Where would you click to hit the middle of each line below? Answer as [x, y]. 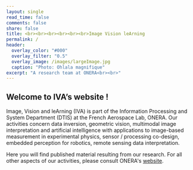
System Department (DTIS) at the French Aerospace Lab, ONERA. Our [92, 118]
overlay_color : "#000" [40, 51]
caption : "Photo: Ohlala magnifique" [58, 67]
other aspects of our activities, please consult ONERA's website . [85, 161]
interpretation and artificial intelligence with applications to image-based [95, 130]
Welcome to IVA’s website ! [57, 97]
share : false [22, 28]
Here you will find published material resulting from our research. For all [94, 154]
